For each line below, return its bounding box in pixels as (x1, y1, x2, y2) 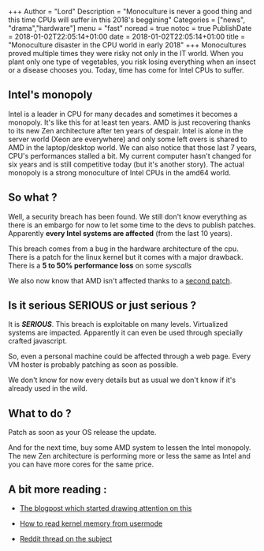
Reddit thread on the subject (19, 534, 113, 544)
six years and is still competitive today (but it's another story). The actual (8, 159, 244, 169)
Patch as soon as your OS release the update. (8, 428, 157, 437)
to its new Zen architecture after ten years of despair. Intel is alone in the (8, 126, 244, 135)
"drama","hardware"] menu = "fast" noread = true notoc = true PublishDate (8, 24, 252, 32)
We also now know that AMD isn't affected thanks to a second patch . (8, 275, 232, 285)
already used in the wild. (8, 384, 88, 393)
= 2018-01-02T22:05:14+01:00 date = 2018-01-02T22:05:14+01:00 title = (8, 32, 246, 41)
